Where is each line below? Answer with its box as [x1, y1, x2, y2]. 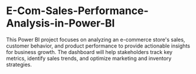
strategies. [6, 60, 32, 68]
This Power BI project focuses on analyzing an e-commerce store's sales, [6, 36, 185, 43]
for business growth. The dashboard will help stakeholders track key [6, 48, 173, 55]
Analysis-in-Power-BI [6, 16, 115, 30]
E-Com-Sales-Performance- [6, 4, 149, 18]
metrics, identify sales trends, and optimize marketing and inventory [6, 55, 172, 62]
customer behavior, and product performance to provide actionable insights [6, 42, 191, 49]
